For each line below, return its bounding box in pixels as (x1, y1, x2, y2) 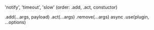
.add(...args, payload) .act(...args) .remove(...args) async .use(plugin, (5, 14, 149, 19)
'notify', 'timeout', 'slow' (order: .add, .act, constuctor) (5, 4, 118, 10)
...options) (5, 19, 26, 25)
